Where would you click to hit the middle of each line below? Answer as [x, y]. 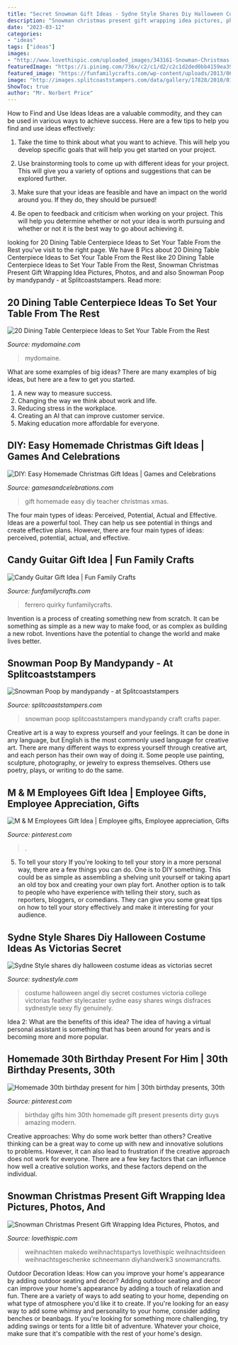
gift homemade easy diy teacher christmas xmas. [96, 501]
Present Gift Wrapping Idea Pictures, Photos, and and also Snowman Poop [116, 273]
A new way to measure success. [65, 393]
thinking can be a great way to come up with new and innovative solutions [115, 1143]
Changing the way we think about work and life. [87, 400]
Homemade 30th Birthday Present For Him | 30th [118, 1059]
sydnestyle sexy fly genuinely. [69, 1008]
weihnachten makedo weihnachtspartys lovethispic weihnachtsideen [125, 1252]
